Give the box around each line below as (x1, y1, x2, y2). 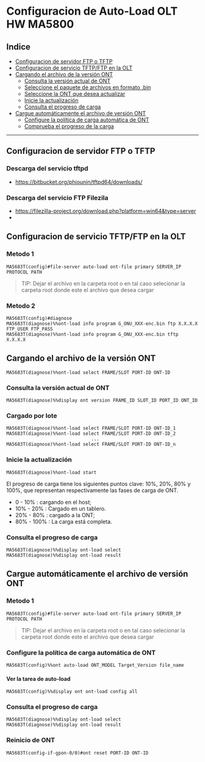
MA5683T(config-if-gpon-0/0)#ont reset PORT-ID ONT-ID (6, 750, 149, 756)
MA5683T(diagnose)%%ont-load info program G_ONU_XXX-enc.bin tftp (6, 331, 179, 337)
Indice (6, 42, 31, 52)
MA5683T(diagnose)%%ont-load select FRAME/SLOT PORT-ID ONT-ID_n (6, 441, 176, 448)
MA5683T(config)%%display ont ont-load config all (6, 689, 138, 695)
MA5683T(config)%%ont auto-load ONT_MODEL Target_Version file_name (6, 662, 184, 668)
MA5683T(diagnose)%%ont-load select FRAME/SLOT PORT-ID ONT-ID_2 (6, 430, 176, 437)
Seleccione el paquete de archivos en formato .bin (24, 84, 151, 91)
